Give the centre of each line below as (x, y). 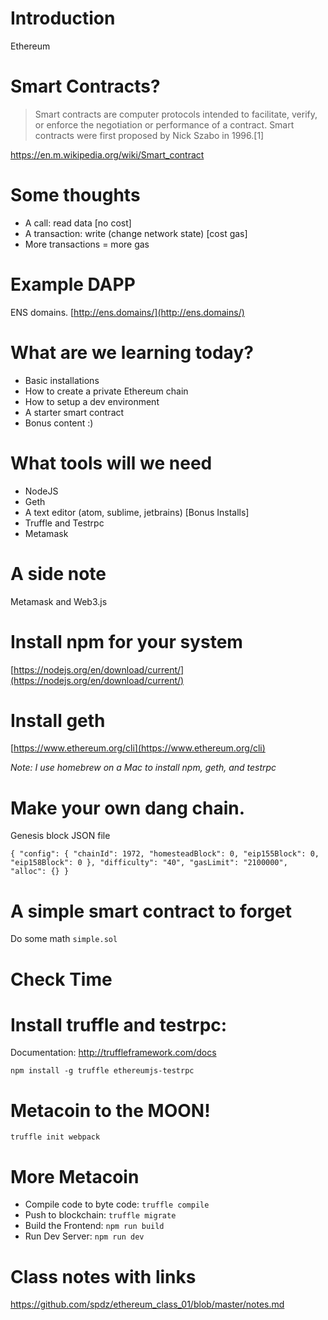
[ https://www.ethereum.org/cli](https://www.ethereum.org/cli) (138, 748)
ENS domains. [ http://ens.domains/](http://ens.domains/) (127, 312)
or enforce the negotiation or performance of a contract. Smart (164, 124)
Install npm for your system (126, 641)
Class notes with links (103, 1276)
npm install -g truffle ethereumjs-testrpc (102, 1071)
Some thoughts (75, 195)
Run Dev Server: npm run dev (84, 1236)
